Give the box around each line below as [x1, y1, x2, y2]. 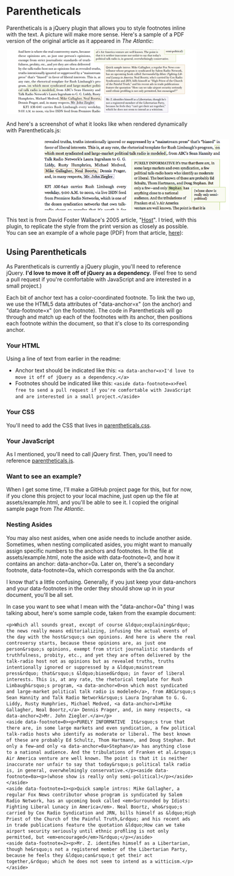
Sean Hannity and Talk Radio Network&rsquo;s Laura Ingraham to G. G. [6, 695, 188, 701]
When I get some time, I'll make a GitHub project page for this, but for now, [6, 486, 192, 493]
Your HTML [6, 341, 41, 349]
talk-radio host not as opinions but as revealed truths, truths [6, 658, 174, 664]
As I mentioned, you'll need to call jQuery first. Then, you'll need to [6, 450, 172, 457]
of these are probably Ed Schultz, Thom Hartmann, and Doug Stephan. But [6, 737, 197, 743]
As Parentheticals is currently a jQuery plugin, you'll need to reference [6, 263, 181, 271]
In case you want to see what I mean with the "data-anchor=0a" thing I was [6, 602, 195, 610]
